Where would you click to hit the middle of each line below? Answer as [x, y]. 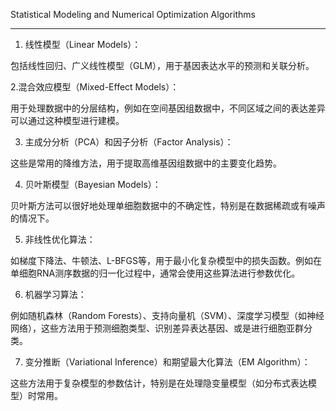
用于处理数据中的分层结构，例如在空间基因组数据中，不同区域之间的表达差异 [168, 108]
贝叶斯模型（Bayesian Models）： [93, 184]
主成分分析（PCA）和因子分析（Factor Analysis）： [129, 142]
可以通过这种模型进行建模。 [67, 120]
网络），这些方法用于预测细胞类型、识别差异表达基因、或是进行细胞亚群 [157, 328]
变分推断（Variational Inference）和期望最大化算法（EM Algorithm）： [167, 362]
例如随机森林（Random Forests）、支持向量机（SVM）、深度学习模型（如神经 [167, 315]
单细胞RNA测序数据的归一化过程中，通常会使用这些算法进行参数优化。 [155, 273]
